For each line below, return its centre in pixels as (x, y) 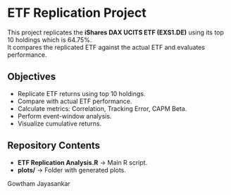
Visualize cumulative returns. (60, 123)
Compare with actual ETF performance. (75, 101)
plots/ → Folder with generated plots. (72, 170)
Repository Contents (54, 146)
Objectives (32, 77)
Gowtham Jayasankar (39, 183)
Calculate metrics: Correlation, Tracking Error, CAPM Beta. (102, 108)
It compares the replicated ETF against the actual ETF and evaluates (106, 47)
